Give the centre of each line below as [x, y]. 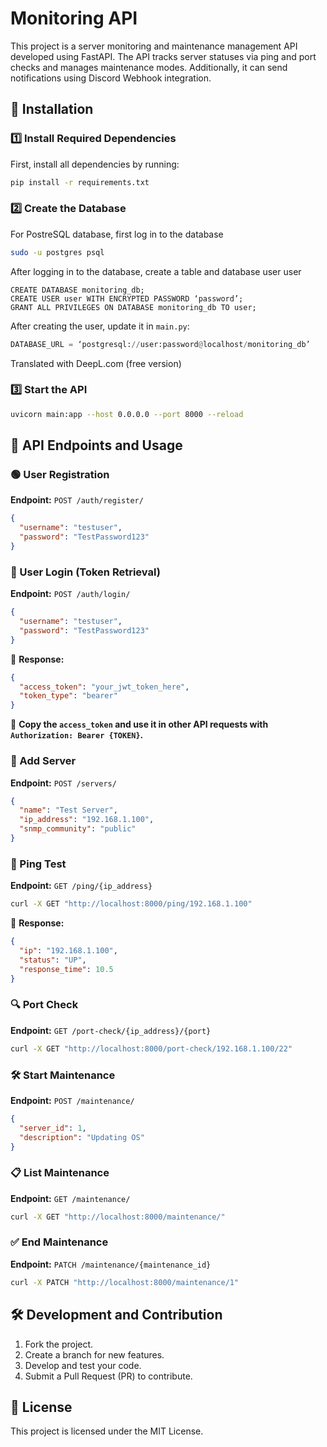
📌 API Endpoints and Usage [96, 445]
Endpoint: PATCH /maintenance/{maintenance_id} [111, 1264]
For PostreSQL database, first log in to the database [117, 234]
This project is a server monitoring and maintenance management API [154, 46]
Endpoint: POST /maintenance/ [72, 1100]
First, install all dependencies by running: [95, 164]
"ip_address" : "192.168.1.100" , [87, 820]
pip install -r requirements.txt [80, 182]
